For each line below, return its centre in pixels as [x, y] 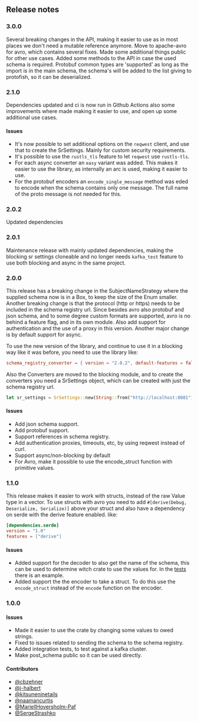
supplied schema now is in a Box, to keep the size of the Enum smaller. [92, 297]
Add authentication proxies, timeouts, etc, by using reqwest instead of [100, 443]
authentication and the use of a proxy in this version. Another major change [98, 329]
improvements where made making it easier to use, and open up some [92, 111]
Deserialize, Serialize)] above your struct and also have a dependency [95, 508]
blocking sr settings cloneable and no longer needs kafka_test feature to [95, 256]
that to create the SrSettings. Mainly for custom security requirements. [100, 150]
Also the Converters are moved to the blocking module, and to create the [95, 374]
